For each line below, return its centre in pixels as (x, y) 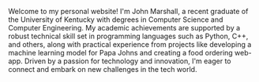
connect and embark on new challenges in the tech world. (103, 69)
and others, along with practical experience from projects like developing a (130, 45)
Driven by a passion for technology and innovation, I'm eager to (128, 61)
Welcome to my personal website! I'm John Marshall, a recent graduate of (128, 11)
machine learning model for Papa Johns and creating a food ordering (120, 53)
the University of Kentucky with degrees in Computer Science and (116, 20)
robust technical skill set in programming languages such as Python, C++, (128, 36)
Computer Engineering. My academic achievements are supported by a (124, 28)
